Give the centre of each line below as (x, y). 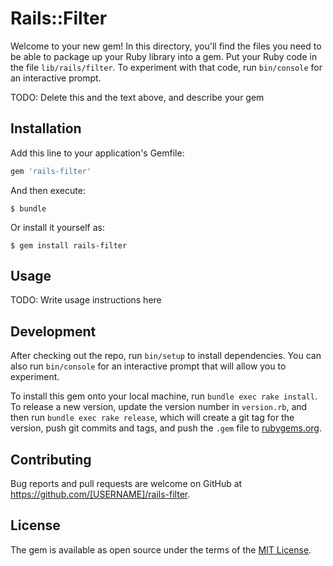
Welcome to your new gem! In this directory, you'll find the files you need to (166, 46)
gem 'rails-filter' (51, 171)
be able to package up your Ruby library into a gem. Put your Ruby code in (164, 56)
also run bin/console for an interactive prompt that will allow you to (148, 366)
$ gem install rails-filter (69, 245)
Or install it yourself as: (57, 227)
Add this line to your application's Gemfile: (97, 153)
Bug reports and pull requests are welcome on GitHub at (126, 484)
